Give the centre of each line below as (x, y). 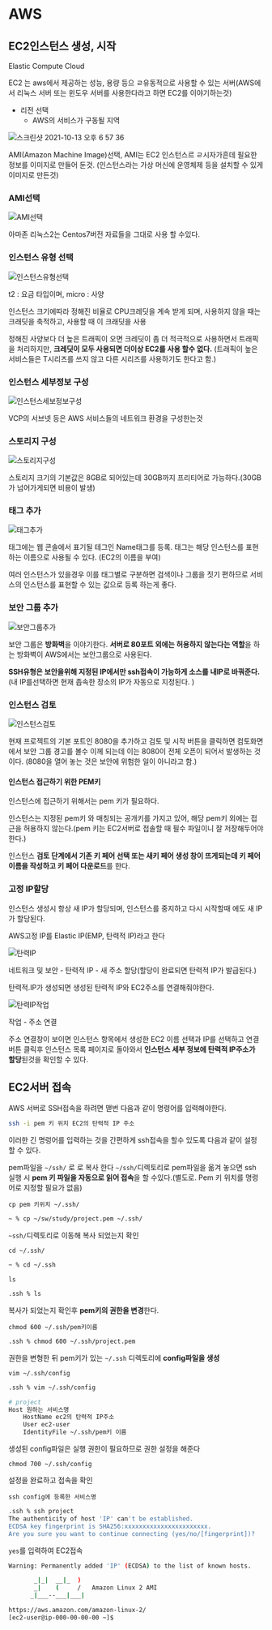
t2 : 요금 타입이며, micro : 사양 (56, 294)
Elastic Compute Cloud (47, 66)
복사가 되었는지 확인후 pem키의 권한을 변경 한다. (84, 1310)
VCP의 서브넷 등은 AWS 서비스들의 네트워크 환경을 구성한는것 (106, 418)
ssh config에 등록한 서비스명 (53, 1497)
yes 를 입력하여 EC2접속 (46, 1551)
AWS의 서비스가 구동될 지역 (76, 120)
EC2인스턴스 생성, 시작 (62, 46)
